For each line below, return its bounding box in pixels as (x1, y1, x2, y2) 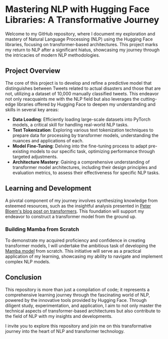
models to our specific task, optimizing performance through (29, 148, 155, 154)
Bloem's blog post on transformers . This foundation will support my (5, 208, 144, 214)
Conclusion (5, 273, 42, 282)
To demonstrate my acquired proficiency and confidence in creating (5, 237, 145, 243)
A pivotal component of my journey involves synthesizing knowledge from (5, 197, 158, 204)
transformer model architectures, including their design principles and (12, 164, 156, 170)
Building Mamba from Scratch (5, 226, 79, 233)
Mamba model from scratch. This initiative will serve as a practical (5, 248, 141, 254)
